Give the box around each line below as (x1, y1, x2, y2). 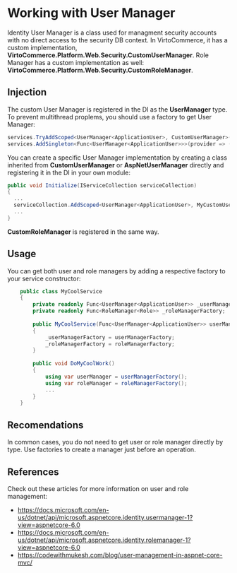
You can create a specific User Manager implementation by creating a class (7, 153, 228, 162)
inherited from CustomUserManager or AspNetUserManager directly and (7, 160, 224, 169)
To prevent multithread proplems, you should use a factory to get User (7, 112, 212, 121)
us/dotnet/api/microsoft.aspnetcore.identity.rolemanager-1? (17, 536, 192, 544)
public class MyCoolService (20, 288, 102, 295)
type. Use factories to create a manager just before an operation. (7, 445, 196, 454)
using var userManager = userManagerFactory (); (44, 373, 188, 380)
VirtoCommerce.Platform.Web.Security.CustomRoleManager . (7, 66, 194, 74)
